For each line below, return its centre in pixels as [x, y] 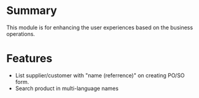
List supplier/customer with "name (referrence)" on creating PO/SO [100, 75]
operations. [21, 33]
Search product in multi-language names [67, 88]
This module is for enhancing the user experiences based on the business [100, 27]
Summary [32, 11]
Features [29, 59]
